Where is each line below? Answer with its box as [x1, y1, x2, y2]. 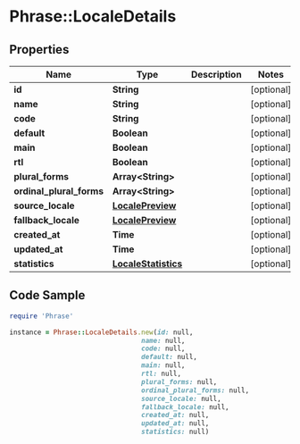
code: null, [141, 344, 186, 354]
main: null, [141, 361, 186, 370]
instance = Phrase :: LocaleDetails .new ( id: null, [9, 328, 194, 337]
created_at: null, [141, 411, 210, 420]
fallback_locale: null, [141, 402, 229, 412]
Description [190, 69, 243, 80]
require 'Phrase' [9, 311, 74, 321]
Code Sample [9, 288, 86, 303]
